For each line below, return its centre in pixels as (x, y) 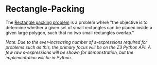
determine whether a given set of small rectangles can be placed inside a (79, 27)
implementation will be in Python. (39, 57)
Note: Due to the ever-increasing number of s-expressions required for (76, 42)
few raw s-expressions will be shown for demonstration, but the (70, 52)
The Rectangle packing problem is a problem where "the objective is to (77, 22)
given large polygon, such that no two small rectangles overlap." (70, 32)
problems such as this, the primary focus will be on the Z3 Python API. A (78, 47)
